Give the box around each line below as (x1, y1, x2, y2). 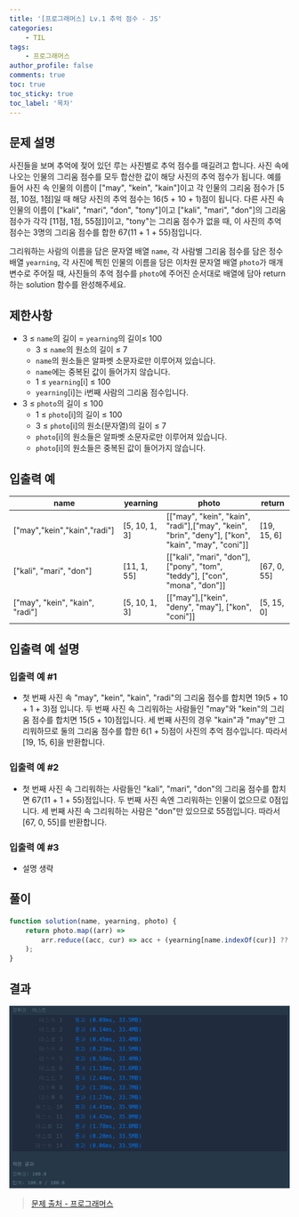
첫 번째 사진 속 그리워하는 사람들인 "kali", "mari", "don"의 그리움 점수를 (21, 783, 270, 794)
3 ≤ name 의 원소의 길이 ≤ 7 (35, 344, 128, 355)
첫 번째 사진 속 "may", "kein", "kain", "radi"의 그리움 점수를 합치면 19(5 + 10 (21, 692, 288, 703)
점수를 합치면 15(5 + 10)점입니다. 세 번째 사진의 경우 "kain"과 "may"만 (31, 714, 277, 725)
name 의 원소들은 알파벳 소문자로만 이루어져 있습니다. (35, 356, 216, 367)
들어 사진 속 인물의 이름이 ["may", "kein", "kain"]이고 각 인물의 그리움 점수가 (9, 182, 275, 193)
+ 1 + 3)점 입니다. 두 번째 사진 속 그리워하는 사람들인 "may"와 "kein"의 (21, 704, 269, 714)
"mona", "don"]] (166, 579, 226, 591)
